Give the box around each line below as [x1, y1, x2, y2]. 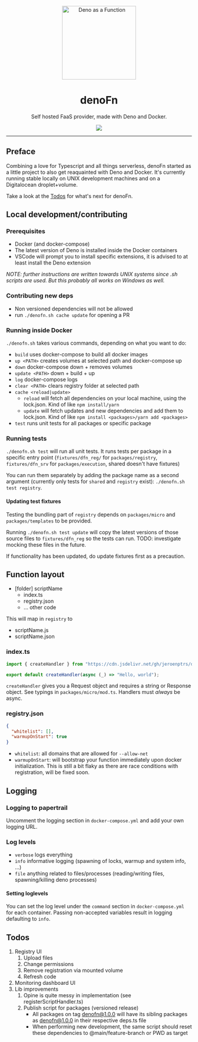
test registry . [6, 484, 42, 491]
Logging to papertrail [6, 803, 68, 812]
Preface [6, 147, 36, 157]
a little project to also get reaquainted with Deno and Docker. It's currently [6, 168, 186, 176]
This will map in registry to [6, 616, 72, 623]
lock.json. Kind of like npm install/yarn [23, 401, 120, 408]
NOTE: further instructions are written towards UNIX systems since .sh [6, 271, 178, 278]
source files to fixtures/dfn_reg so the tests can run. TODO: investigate [6, 535, 181, 542]
